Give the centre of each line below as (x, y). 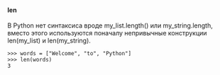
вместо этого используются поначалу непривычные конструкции (107, 33)
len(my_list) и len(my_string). (49, 41)
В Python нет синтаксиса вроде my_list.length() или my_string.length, (110, 25)
